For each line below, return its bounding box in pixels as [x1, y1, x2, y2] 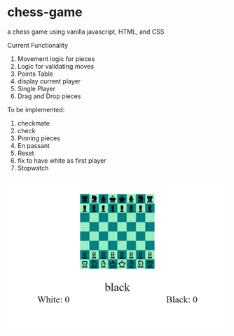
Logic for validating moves [17, 62, 95, 70]
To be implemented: [7, 105, 65, 114]
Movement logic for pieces [17, 54, 95, 63]
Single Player [17, 84, 56, 93]
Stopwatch [17, 163, 49, 172]
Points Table [17, 69, 54, 78]
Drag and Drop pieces [17, 92, 81, 100]
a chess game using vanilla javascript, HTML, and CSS [7, 27, 165, 36]
